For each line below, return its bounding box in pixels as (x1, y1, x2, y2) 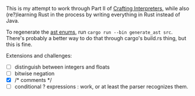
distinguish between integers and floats (14, 63, 110, 70)
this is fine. (6, 41, 33, 48)
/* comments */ (14, 77, 52, 84)
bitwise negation (14, 70, 55, 77)
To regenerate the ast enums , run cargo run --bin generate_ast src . (6, 29, 173, 35)
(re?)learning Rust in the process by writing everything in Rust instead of (6, 11, 180, 18)
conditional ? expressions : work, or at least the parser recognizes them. (14, 83, 189, 90)
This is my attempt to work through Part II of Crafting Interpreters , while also (6, 5, 190, 12)
